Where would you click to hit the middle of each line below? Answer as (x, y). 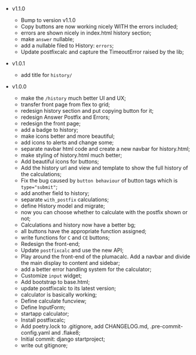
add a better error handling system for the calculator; (86, 269)
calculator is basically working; (59, 294)
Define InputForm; (43, 307)
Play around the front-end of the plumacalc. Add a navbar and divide (105, 257)
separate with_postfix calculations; (65, 200)
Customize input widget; (51, 276)
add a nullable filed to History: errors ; (67, 45)
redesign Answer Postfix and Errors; (65, 117)
